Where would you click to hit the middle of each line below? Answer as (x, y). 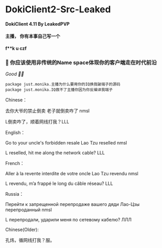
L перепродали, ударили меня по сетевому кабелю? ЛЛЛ (68, 220)
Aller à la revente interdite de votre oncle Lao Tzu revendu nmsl (72, 174)
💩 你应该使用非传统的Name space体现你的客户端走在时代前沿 (81, 63)
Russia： (15, 194)
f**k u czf (16, 48)
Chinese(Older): (22, 230)
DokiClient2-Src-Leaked (58, 9)
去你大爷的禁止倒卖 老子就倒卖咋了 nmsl (48, 111)
